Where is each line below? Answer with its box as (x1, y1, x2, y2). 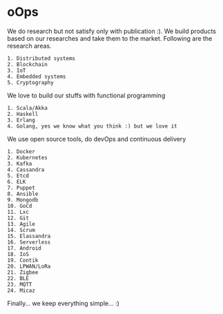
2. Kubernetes (7, 154, 48, 161)
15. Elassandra (7, 233, 51, 239)
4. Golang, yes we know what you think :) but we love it (7, 122, 177, 130)
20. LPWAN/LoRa (7, 263, 51, 270)
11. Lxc (7, 208, 30, 215)
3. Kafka (7, 160, 32, 167)
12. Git (7, 215, 30, 222)
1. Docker (7, 148, 36, 155)
